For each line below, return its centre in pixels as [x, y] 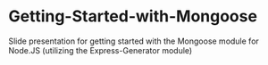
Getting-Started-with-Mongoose [133, 16]
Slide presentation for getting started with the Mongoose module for [134, 41]
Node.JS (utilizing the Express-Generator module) [100, 50]
